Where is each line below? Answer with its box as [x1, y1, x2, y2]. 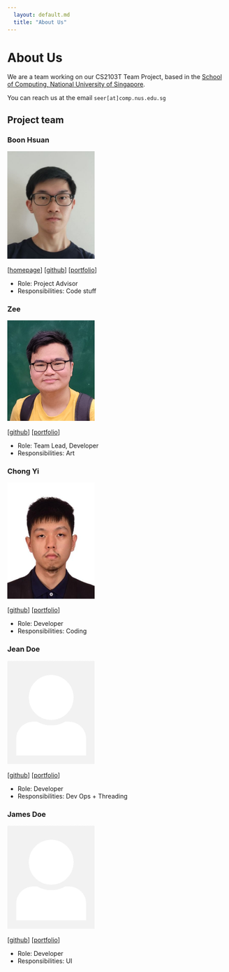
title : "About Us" [13, 18, 68, 26]
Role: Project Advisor [17, 280, 78, 288]
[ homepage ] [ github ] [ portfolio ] [7, 266, 98, 274]
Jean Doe [7, 644, 40, 654]
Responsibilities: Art [17, 448, 75, 457]
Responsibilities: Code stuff [17, 287, 96, 295]
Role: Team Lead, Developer [17, 441, 99, 450]
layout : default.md [13, 11, 71, 18]
